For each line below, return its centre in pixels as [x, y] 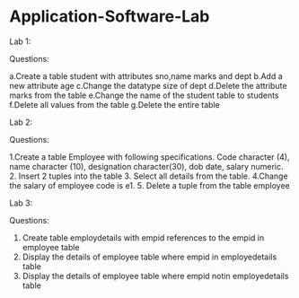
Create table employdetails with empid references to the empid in [143, 237]
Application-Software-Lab [110, 17]
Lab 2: [21, 122]
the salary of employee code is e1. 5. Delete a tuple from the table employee [149, 185]
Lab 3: [21, 203]
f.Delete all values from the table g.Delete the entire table [114, 104]
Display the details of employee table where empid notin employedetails [155, 276]
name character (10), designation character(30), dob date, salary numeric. [146, 166]
